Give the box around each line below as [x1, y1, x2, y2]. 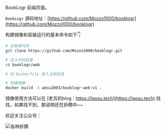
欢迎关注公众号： [5, 113, 42, 119]
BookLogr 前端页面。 [5, 5, 50, 10]
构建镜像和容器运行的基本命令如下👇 [5, 32, 81, 37]
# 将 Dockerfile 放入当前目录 [5, 71, 65, 77]
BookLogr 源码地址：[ [5, 15, 50, 21]
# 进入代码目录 [5, 57, 33, 62]
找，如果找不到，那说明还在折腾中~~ [5, 102, 84, 108]
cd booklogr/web [5, 62, 40, 68]
